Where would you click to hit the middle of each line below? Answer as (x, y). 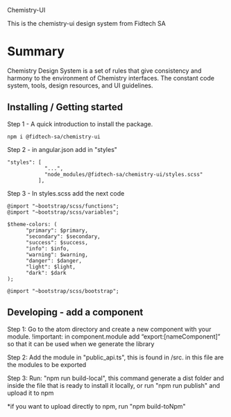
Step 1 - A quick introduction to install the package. (80, 124)
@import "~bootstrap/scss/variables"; (63, 212)
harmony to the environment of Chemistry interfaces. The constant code (111, 78)
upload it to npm (31, 393)
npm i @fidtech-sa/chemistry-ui (54, 137)
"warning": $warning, (57, 255)
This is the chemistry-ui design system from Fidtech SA (87, 23)
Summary (36, 52)
